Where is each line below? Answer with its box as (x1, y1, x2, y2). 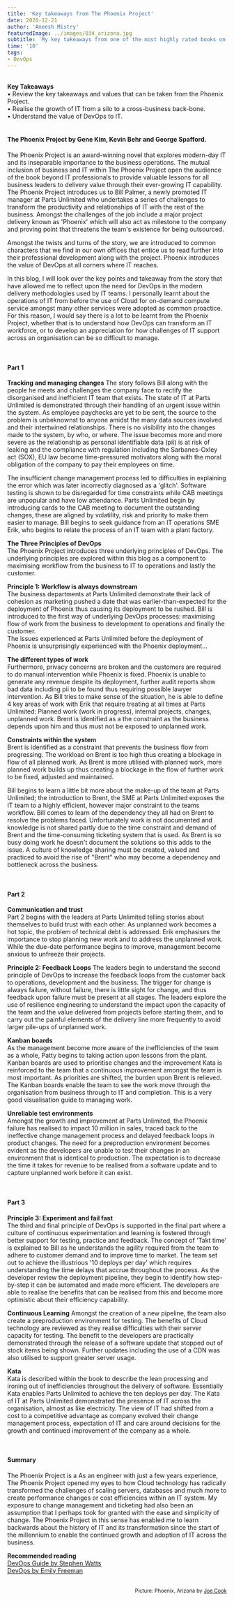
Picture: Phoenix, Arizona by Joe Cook (134, 1587, 227, 1594)
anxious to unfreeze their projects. (7, 950, 106, 959)
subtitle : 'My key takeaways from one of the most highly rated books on (7, 36, 226, 43)
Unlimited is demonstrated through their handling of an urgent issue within (7, 401, 221, 409)
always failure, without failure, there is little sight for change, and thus (7, 986, 207, 994)
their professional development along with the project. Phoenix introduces (7, 253, 219, 262)
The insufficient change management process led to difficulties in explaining (7, 474, 226, 482)
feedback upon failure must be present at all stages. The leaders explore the (7, 993, 226, 1002)
